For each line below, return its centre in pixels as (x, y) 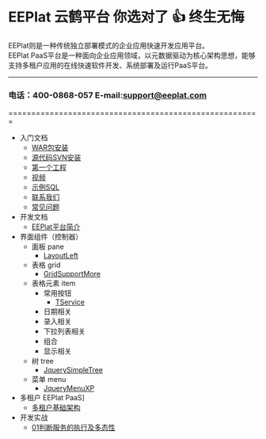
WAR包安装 (50, 147)
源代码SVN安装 (56, 158)
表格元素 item (53, 284)
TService (70, 302)
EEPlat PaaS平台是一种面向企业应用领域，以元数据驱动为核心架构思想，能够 (132, 55)
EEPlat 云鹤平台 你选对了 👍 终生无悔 (126, 17)
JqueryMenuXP (69, 388)
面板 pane (48, 246)
